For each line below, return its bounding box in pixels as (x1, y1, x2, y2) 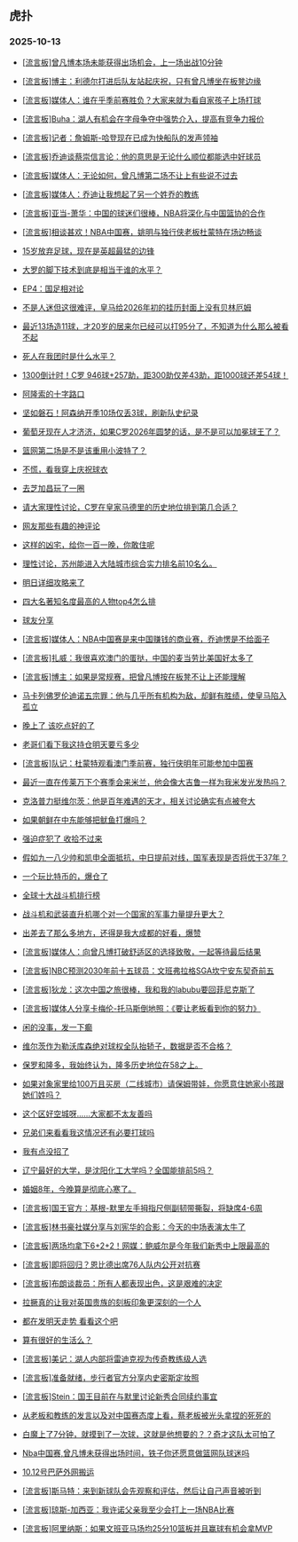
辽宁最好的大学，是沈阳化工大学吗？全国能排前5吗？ (21, 1165, 215, 1176)
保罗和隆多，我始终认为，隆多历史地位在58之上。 (21, 1059, 203, 1070)
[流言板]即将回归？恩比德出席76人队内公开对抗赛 (21, 1259, 201, 1270)
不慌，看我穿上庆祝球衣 (21, 464, 108, 475)
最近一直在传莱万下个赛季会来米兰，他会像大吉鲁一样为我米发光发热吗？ (21, 776, 286, 787)
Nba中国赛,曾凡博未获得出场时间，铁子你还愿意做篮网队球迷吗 (21, 1447, 250, 1458)
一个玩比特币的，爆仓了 (21, 870, 108, 881)
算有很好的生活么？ (21, 1334, 93, 1345)
